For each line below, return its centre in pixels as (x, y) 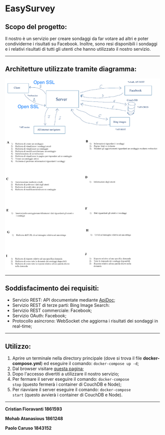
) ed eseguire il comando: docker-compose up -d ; (90, 364)
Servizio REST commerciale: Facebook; (52, 310)
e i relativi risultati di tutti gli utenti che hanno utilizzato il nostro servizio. (78, 49)
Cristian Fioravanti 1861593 (34, 409)
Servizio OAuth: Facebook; (39, 316)
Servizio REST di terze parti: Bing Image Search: (61, 305)
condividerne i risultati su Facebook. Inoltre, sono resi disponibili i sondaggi (81, 44)
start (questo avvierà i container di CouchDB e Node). (67, 395)
